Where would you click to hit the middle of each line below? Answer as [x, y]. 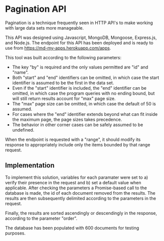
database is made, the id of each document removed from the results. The [80, 193]
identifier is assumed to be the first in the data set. [63, 83]
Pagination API [36, 9]
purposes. [15, 233]
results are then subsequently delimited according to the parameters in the [81, 198]
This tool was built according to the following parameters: [63, 57]
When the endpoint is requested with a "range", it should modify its [73, 139]
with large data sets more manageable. [44, 28]
